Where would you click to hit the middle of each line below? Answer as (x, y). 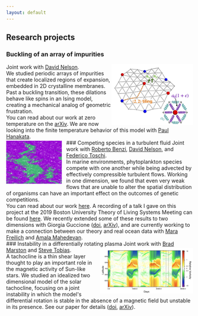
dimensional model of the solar (44, 282)
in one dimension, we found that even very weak (125, 181)
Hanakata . (19, 137)
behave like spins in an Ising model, (49, 99)
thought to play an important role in (49, 263)
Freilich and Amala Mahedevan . (44, 238)
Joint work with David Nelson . (43, 67)
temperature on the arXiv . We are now (52, 124)
